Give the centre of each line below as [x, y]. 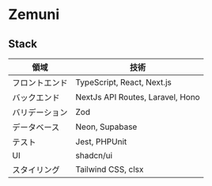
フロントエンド [40, 83]
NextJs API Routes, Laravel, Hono [138, 97]
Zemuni [34, 15]
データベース [36, 127]
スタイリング [36, 170]
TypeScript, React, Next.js [123, 82]
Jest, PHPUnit [101, 142]
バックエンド [36, 98]
